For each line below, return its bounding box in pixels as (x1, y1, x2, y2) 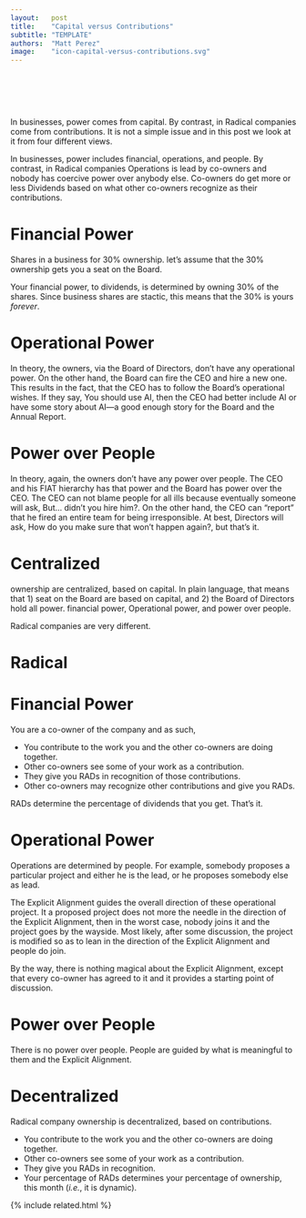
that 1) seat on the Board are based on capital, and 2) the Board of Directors (10, 593, 295, 604)
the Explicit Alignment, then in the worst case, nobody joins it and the (10, 916, 270, 927)
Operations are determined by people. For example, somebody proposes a (10, 859, 291, 870)
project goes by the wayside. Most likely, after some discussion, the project (10, 926, 294, 937)
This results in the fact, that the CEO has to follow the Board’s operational (10, 381, 285, 392)
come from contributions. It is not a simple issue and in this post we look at (10, 127, 291, 137)
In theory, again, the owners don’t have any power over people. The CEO (10, 472, 283, 483)
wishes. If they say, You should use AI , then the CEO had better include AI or (10, 391, 297, 402)
